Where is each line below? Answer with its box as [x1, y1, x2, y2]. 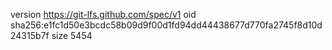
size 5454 [51, 30, 93, 41]
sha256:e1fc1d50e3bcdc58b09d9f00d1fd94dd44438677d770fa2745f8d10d [10, 19, 323, 31]
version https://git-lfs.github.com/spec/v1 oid [10, 9, 197, 20]
